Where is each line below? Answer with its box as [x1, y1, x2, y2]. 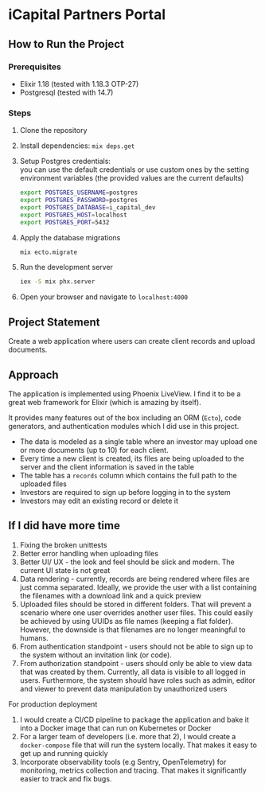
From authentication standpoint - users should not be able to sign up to [19, 641, 253, 651]
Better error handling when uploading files [19, 548, 159, 558]
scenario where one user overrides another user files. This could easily [19, 607, 253, 618]
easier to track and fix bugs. [19, 773, 112, 783]
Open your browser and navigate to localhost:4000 [19, 292, 189, 302]
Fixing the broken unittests [19, 540, 107, 550]
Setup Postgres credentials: [19, 157, 111, 166]
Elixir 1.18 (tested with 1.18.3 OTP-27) [19, 79, 139, 88]
